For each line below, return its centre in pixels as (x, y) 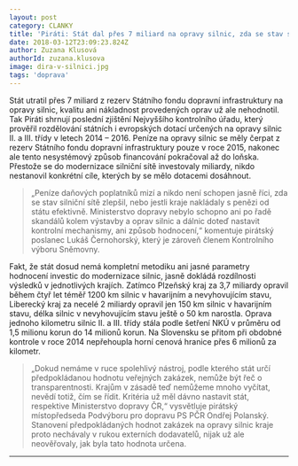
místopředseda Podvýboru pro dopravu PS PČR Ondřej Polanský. (149, 415)
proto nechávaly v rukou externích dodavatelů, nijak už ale (137, 434)
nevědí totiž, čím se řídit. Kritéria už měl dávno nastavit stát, (140, 396)
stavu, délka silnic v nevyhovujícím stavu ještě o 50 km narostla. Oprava (141, 313)
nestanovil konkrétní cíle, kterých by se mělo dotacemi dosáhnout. (130, 175)
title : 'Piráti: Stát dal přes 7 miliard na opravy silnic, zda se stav (146, 34)
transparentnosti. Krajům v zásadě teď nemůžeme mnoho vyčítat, (150, 387)
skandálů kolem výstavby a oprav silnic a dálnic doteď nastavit (145, 221)
